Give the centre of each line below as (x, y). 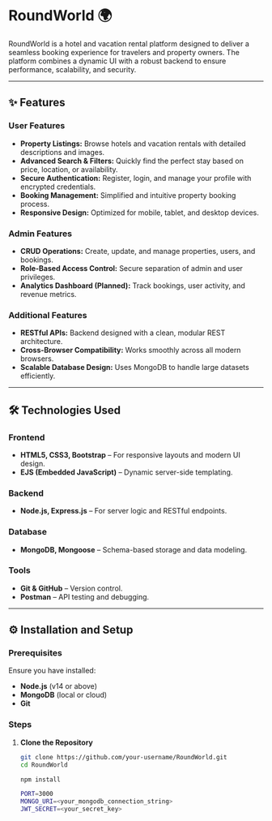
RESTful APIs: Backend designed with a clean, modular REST (123, 333)
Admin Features (40, 234)
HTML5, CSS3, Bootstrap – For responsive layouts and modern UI (130, 454)
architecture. (41, 342)
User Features (37, 126)
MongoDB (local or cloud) (64, 695)
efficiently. (38, 376)
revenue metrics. (48, 294)
